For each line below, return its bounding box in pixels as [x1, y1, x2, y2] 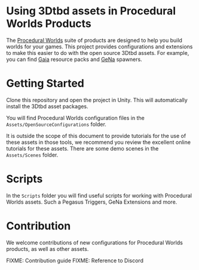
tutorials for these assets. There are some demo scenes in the [6, 145, 159, 152]
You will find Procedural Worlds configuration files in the [6, 114, 145, 121]
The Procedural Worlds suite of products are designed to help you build [6, 36, 182, 44]
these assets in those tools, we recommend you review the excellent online [6, 139, 191, 146]
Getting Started [6, 76, 85, 90]
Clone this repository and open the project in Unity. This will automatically [6, 96, 188, 103]
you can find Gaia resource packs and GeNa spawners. [6, 56, 142, 63]
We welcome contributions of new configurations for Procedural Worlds [6, 239, 183, 246]
